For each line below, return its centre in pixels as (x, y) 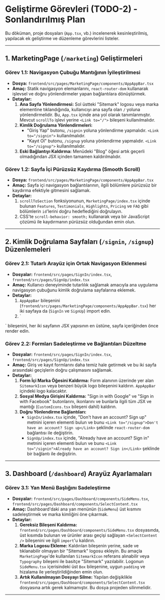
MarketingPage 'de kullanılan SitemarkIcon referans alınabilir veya (84, 556)
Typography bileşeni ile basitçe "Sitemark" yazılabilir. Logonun (82, 561)
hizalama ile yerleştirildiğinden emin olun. (61, 571)
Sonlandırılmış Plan (45, 19)
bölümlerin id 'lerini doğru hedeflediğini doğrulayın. (71, 211)
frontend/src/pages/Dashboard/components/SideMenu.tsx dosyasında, (90, 530)
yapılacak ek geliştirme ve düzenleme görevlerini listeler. (62, 38)
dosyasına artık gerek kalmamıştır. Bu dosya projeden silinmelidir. (85, 587)
